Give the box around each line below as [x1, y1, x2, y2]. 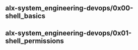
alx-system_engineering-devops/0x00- [5, 4, 133, 12]
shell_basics [5, 12, 46, 20]
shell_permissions [5, 36, 64, 45]
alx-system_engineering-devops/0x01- [5, 28, 132, 37]
